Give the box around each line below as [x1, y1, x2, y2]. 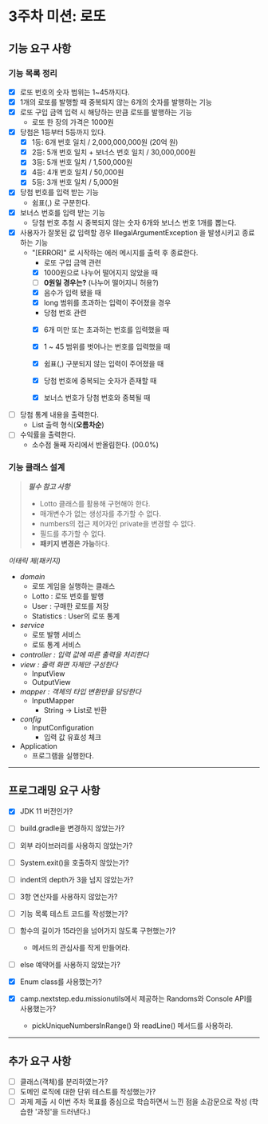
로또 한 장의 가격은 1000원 [31, 118, 114, 127]
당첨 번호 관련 [43, 307, 87, 317]
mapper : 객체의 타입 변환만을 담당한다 [19, 686, 142, 696]
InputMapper [31, 695, 75, 705]
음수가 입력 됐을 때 [43, 287, 102, 297]
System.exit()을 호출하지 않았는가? [19, 858, 129, 867]
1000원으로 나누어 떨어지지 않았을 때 [43, 267, 158, 277]
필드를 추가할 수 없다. [39, 529, 106, 538]
